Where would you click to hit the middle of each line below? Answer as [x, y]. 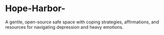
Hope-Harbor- [35, 9]
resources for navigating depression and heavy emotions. [64, 27]
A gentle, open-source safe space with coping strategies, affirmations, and [82, 22]
